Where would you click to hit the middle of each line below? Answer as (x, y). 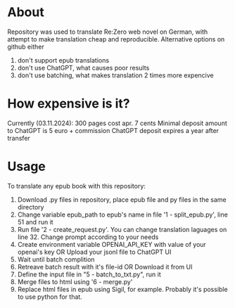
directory (31, 207)
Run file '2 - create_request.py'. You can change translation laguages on (122, 229)
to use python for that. (50, 297)
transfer (19, 138)
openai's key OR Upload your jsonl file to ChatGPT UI (94, 252)
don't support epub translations (63, 60)
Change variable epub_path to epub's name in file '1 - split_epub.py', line (123, 214)
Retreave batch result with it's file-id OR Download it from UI (105, 267)
